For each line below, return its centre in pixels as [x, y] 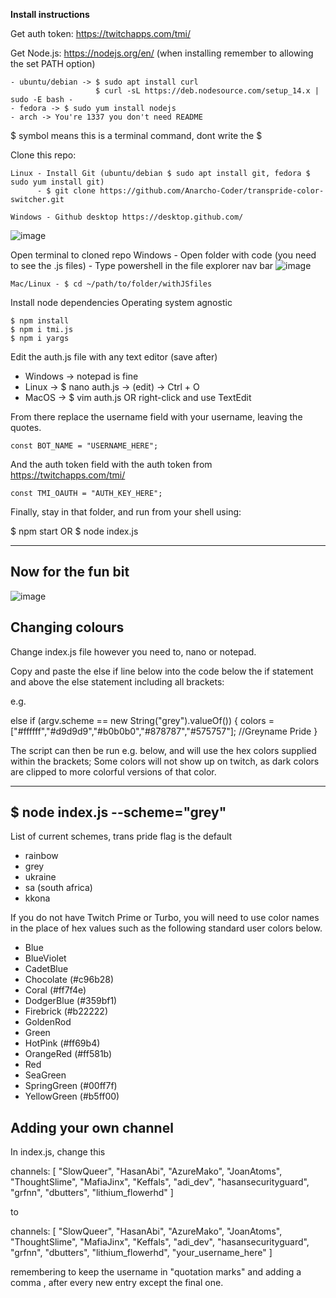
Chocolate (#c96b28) [69, 980]
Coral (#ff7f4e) [55, 990]
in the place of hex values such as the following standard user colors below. [166, 928]
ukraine [40, 877]
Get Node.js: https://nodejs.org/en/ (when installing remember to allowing [162, 53]
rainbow [41, 856]
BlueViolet [45, 958]
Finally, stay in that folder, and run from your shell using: [126, 512]
